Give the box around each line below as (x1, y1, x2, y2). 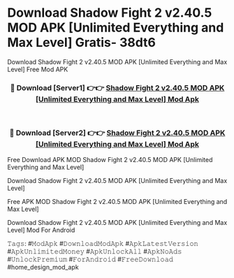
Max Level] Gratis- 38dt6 (7, 35, 156, 50)
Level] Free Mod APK (7, 65, 68, 73)
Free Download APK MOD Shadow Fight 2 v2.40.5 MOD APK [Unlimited (7, 155, 213, 163)
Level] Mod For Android (7, 226, 75, 234)
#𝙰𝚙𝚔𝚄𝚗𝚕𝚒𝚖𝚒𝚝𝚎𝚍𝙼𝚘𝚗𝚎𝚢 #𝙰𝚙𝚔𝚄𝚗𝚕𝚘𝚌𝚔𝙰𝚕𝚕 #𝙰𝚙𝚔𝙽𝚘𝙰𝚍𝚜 (7, 247, 182, 256)
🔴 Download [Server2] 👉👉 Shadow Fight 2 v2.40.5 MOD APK (9, 128, 226, 138)
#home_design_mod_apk (7, 263, 79, 271)
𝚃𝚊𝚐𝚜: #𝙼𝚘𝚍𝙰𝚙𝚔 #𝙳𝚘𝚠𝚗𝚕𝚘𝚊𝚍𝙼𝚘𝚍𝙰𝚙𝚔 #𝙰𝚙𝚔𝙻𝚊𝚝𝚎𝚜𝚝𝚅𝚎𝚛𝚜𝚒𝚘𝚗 (7, 239, 199, 247)
